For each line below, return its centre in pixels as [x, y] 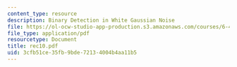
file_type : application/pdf [49, 33]
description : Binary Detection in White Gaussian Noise [91, 20]
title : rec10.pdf [33, 46]
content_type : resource [42, 14]
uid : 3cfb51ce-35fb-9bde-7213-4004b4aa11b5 [72, 53]
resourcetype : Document [42, 40]
